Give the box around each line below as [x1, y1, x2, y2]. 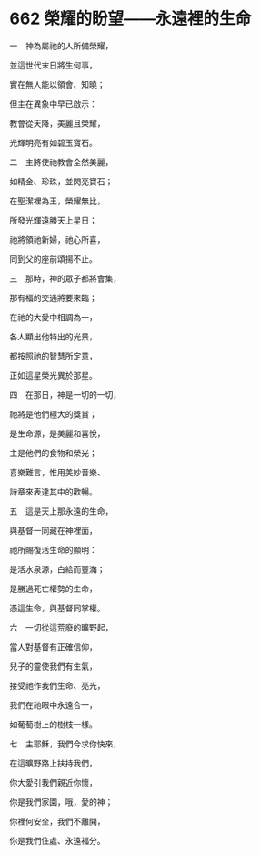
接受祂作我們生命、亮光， [9, 680, 105, 691]
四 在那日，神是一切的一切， [9, 389, 121, 400]
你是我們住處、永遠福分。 [9, 835, 105, 846]
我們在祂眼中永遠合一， [9, 699, 97, 710]
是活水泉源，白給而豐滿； [9, 563, 105, 575]
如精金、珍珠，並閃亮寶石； [9, 175, 114, 187]
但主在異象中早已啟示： [9, 98, 97, 109]
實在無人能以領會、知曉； [9, 78, 105, 89]
